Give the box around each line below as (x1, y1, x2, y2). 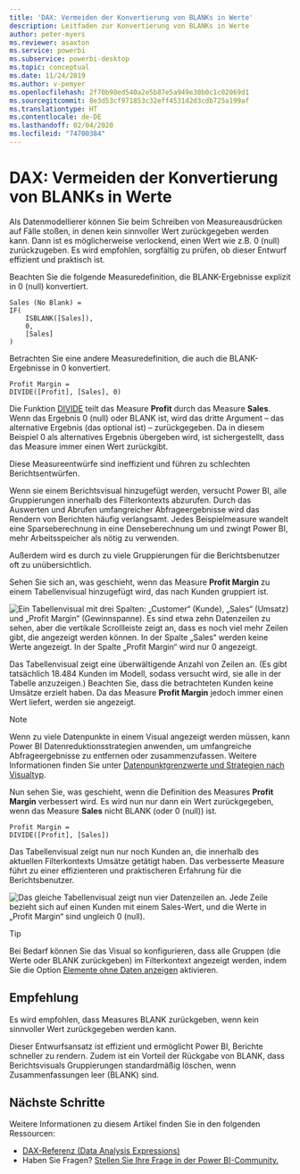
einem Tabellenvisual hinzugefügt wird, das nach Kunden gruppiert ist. (9, 586, 270, 596)
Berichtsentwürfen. (9, 468, 80, 479)
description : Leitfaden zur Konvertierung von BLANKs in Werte (9, 21, 250, 30)
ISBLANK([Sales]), (25, 313, 94, 322)
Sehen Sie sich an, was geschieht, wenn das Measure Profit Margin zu (9, 577, 271, 587)
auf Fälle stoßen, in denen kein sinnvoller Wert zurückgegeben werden (9, 225, 270, 237)
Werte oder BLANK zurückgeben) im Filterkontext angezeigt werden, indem (9, 954, 287, 965)
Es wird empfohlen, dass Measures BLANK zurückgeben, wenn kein (9, 1014, 259, 1025)
